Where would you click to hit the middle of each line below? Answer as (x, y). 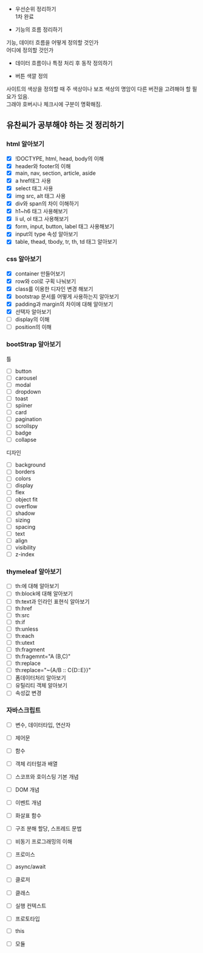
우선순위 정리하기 (36, 9)
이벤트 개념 (28, 802)
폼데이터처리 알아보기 (40, 678)
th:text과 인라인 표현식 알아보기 (52, 601)
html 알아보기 (25, 144)
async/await (30, 866)
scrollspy (26, 426)
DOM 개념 (27, 790)
